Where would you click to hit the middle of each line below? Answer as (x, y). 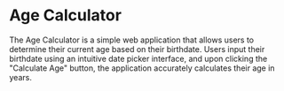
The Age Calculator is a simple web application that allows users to (132, 40)
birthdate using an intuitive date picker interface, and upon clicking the (138, 58)
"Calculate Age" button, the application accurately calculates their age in (142, 68)
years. (21, 77)
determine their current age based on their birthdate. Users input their (137, 49)
